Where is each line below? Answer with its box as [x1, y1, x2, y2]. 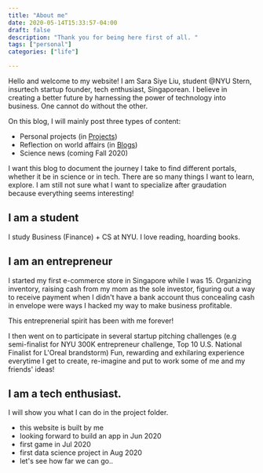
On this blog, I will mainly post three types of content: [8, 117, 181, 126]
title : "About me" [8, 11, 68, 20]
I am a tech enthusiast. [8, 387, 122, 401]
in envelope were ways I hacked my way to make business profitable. [8, 300, 232, 310]
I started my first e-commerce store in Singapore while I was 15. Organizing [8, 275, 252, 285]
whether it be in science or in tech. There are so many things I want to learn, [8, 172, 255, 181]
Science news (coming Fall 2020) [19, 148, 128, 158]
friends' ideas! [8, 364, 55, 373]
